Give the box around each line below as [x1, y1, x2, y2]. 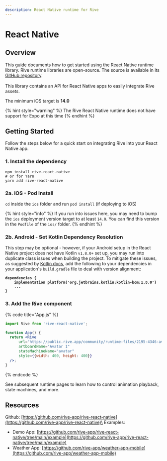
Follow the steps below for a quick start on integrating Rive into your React [5, 140, 158, 146]
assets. [5, 88, 20, 94]
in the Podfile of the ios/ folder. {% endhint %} [5, 221, 103, 227]
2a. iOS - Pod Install [5, 190, 54, 197]
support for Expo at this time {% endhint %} [5, 113, 95, 118]
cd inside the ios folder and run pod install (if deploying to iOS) [5, 201, 137, 207]
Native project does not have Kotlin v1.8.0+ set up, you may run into [5, 250, 145, 256]
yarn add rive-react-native [5, 178, 64, 183]
